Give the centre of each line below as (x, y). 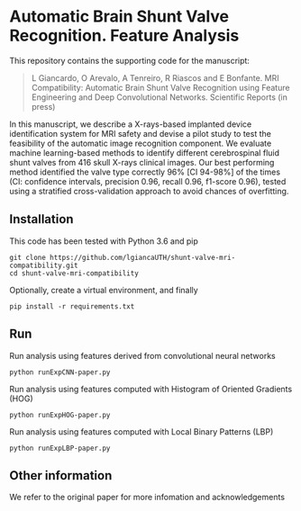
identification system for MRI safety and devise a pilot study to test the (141, 133)
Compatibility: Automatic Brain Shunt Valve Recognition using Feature (160, 87)
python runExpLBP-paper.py (60, 448)
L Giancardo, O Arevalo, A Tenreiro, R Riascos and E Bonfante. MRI (155, 77)
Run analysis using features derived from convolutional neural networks (143, 355)
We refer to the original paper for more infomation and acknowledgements (147, 498)
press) (43, 106)
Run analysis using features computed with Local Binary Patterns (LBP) (141, 431)
